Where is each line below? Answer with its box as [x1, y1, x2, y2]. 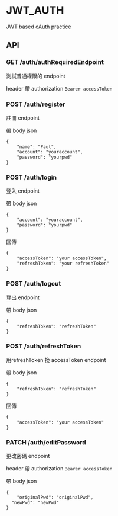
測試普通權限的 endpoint [6, 72, 66, 79]
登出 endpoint [6, 294, 40, 301]
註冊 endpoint [6, 114, 40, 121]
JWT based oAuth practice [6, 23, 71, 30]
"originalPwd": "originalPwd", [17, 495, 94, 501]
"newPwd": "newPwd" [11, 500, 60, 506]
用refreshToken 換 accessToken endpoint [6, 356, 106, 363]
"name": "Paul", [17, 143, 57, 150]
